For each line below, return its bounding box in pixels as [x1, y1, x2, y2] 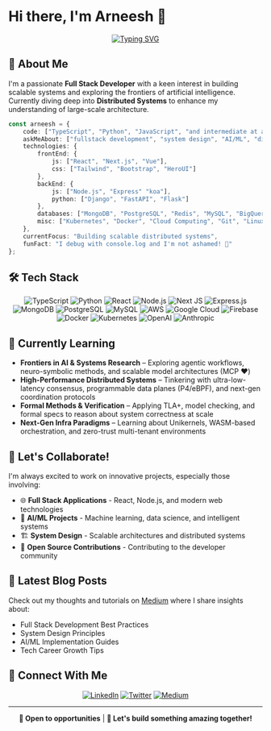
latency [19, 384, 45, 393]
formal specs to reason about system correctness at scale [19, 409, 214, 419]
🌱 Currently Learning [8, 336, 115, 350]
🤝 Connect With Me [8, 669, 108, 683]
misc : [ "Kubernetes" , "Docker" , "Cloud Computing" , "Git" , [37, 218, 240, 226]
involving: [8, 480, 41, 489]
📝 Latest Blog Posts [8, 574, 107, 588]
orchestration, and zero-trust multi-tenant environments [19, 426, 206, 436]
